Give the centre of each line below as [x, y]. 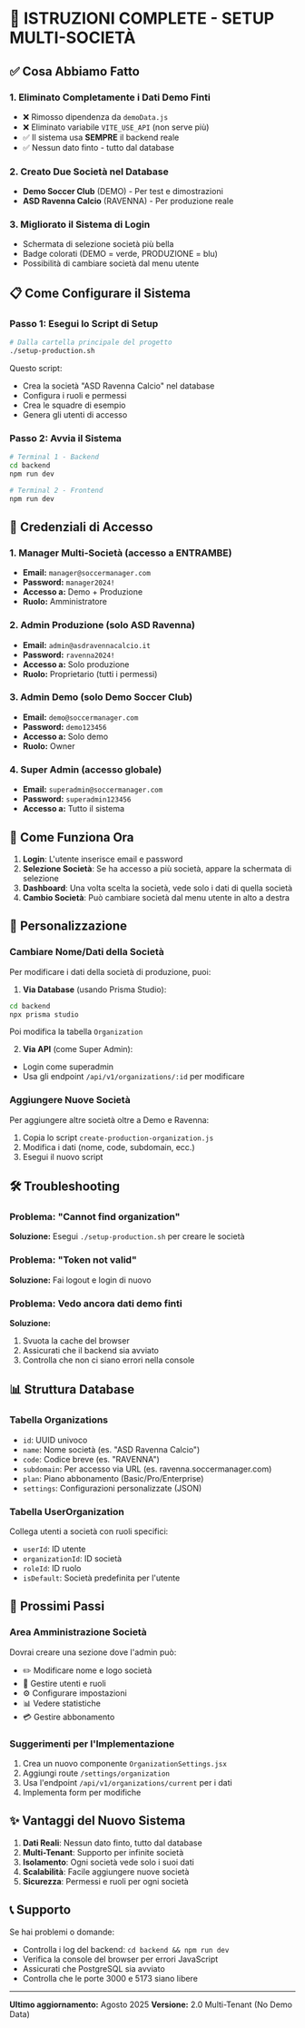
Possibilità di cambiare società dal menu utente [111, 263]
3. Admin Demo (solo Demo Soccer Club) [101, 697]
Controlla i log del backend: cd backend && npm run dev [126, 1949]
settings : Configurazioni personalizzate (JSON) [112, 1488]
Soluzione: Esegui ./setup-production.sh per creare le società [127, 1236]
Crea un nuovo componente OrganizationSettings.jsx [124, 1763]
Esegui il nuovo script [63, 1157]
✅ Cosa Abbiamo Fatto [75, 71]
